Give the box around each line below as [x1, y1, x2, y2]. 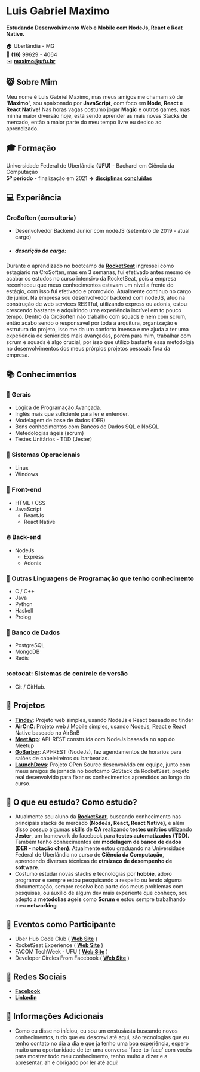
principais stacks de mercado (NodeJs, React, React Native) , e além [14, 820, 185, 827]
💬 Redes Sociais [6, 971, 67, 982]
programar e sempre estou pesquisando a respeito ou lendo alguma [14, 876, 182, 884]
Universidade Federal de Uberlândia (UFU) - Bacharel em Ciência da [6, 162, 174, 169]
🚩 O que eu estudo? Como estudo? [6, 797, 137, 807]
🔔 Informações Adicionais [6, 1011, 104, 1021]
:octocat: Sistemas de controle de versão [6, 669, 128, 678]
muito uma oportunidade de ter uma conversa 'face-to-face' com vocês [14, 1046, 192, 1053]
